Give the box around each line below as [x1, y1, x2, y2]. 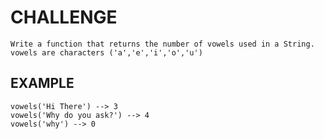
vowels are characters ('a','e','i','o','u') [10, 47, 203, 58]
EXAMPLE [10, 75, 75, 92]
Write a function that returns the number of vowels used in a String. [10, 39, 315, 49]
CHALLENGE [10, 6, 118, 29]
